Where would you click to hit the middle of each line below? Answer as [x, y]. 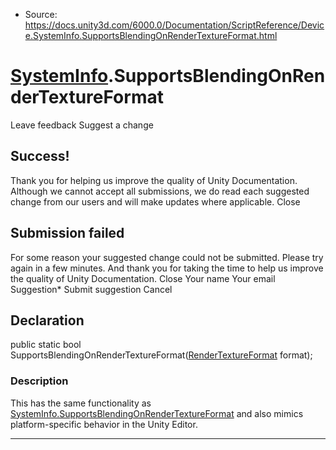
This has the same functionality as [81, 403]
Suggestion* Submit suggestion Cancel [91, 289]
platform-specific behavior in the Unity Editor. [104, 424]
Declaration [47, 320]
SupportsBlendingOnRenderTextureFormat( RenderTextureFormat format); [161, 355]
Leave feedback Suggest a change [82, 125]
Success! [40, 156]
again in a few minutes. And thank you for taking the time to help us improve [167, 268]
